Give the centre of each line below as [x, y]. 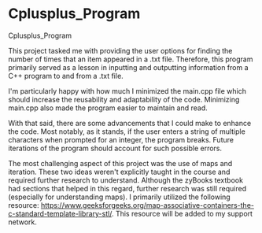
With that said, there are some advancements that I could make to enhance [130, 123]
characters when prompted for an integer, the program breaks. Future [121, 139]
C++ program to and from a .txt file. [66, 76]
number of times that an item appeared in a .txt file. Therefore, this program [131, 59]
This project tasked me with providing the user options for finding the [120, 50]
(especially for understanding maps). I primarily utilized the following [119, 197]
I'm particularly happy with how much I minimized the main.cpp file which [127, 91]
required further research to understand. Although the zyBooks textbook [126, 180]
